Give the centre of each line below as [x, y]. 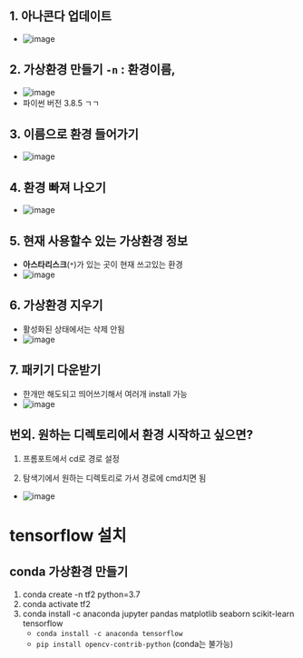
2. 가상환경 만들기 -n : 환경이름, [93, 70]
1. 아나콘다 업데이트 [60, 16]
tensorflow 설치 [68, 535]
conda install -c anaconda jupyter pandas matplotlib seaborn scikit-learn [158, 613]
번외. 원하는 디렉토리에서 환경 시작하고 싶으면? [132, 435]
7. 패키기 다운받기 [55, 370]
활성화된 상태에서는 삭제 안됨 [73, 329]
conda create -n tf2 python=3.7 [81, 594]
